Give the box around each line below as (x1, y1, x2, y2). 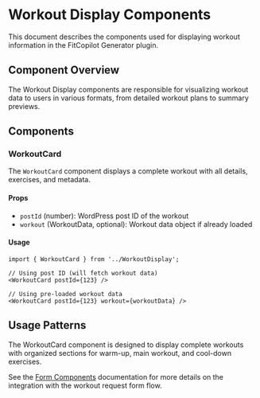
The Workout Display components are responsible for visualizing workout (8, 84, 249, 94)
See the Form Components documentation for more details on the (8, 372, 224, 381)
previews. (8, 101, 41, 111)
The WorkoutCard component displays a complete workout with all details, (8, 166, 248, 176)
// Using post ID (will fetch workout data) (8, 269, 158, 277)
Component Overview (8, 64, 120, 77)
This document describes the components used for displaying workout (8, 32, 240, 41)
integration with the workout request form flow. (8, 380, 162, 390)
